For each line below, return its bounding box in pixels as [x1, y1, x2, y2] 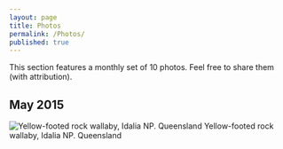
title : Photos [9, 21, 62, 30]
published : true [9, 37, 69, 47]
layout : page [9, 12, 58, 22]
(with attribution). [9, 72, 73, 82]
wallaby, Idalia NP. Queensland [9, 130, 122, 141]
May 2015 [9, 97, 65, 112]
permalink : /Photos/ [9, 29, 86, 38]
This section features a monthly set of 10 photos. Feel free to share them [9, 62, 275, 73]
